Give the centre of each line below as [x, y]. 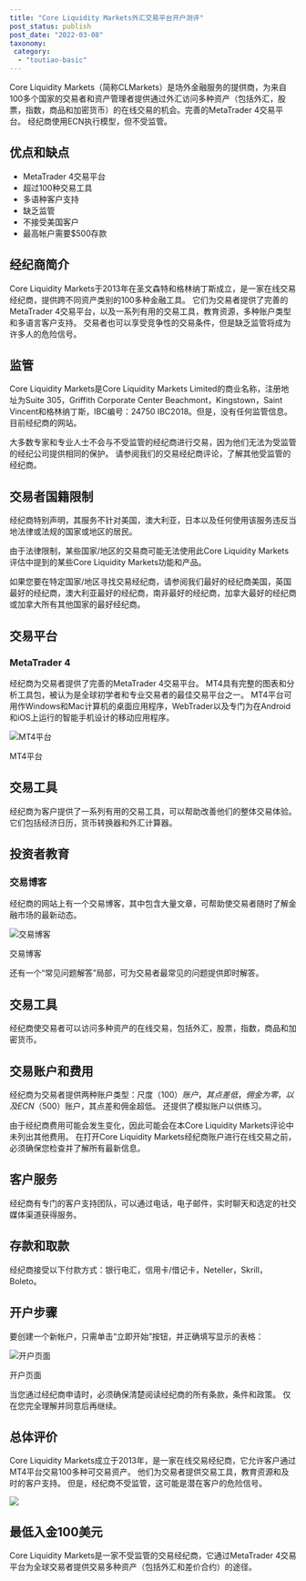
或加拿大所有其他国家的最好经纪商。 [77, 604]
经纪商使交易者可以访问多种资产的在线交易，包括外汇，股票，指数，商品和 [149, 1029]
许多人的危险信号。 [46, 334]
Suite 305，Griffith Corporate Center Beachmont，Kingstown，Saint [154, 400]
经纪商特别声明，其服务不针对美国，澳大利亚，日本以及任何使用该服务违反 [149, 521]
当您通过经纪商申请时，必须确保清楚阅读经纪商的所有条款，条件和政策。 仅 [150, 1394]
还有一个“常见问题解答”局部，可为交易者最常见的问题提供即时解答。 [137, 973]
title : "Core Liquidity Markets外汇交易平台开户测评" [107, 18]
